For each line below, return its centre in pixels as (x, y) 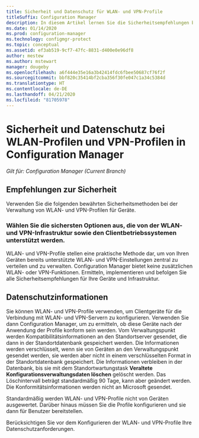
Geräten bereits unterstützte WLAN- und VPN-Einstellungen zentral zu (92, 259)
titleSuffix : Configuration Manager (51, 17)
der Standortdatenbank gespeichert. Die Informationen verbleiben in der (94, 362)
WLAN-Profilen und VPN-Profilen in (96, 142)
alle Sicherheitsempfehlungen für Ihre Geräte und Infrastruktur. (83, 278)
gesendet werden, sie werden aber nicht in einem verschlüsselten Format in (99, 356)
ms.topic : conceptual (33, 45)
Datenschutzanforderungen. (41, 429)
